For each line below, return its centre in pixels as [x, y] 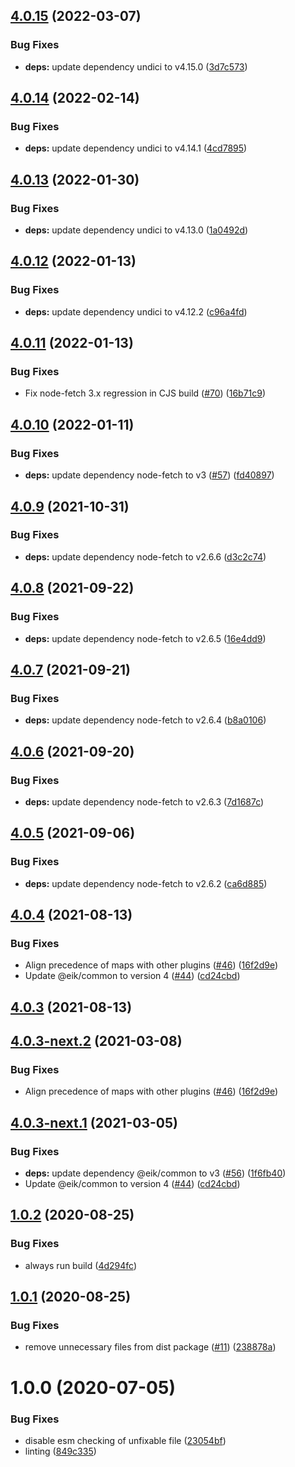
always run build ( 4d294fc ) [80, 1265]
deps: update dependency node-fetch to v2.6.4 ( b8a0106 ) [145, 720]
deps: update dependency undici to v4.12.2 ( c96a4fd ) [136, 311]
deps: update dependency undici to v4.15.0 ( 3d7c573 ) [136, 66]
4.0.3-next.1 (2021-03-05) [94, 1122]
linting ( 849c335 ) [60, 1451]
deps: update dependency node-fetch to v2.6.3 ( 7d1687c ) [144, 801]
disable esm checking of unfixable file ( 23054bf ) [125, 1440]
